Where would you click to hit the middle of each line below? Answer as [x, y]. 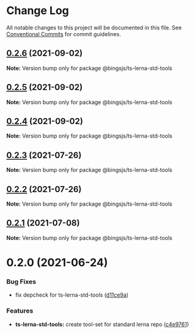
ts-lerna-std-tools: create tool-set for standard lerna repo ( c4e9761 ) [102, 324]
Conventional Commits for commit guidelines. [64, 34]
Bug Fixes [21, 281]
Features [20, 311]
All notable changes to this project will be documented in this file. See [94, 28]
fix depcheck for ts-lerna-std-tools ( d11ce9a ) [72, 295]
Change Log [38, 11]
